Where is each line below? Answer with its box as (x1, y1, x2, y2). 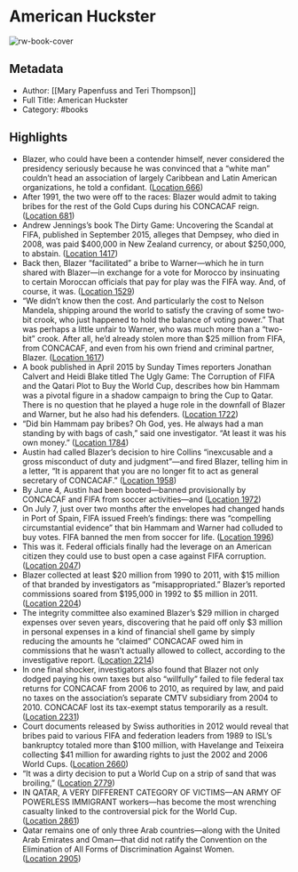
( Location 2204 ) (21, 598, 82, 609)
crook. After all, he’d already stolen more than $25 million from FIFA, (36, 333, 286, 343)
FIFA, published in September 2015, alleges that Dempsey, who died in (21, 229, 279, 239)
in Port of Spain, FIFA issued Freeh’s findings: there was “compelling (21, 513, 272, 523)
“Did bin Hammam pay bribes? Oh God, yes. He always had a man (21, 418, 264, 429)
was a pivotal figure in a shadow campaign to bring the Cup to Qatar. (21, 390, 273, 400)
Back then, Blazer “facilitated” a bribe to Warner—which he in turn (21, 257, 264, 268)
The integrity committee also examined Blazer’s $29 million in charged (21, 607, 279, 618)
